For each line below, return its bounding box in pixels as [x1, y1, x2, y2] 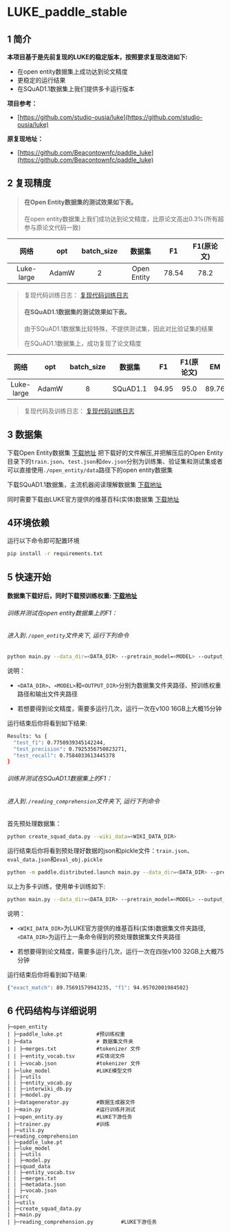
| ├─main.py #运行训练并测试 [7, 1107, 135, 1113]
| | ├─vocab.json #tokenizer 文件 [7, 1060, 141, 1067]
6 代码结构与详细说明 [7, 1005, 97, 1017]
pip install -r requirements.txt [7, 551, 103, 557]
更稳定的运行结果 [16, 76, 66, 84]
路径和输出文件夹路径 [16, 690, 78, 698]
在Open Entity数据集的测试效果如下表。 [23, 198, 137, 206]
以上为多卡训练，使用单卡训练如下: [7, 882, 106, 890]
